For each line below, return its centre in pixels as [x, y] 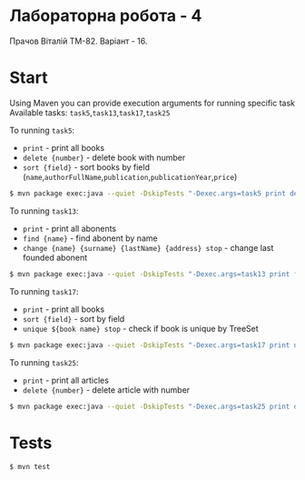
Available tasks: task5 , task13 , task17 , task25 [90, 112]
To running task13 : [44, 211]
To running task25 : [44, 362]
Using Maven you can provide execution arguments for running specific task [152, 103]
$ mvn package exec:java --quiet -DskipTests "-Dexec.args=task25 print [150, 406]
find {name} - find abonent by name [90, 238]
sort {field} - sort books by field [86, 167]
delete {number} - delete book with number [104, 157]
